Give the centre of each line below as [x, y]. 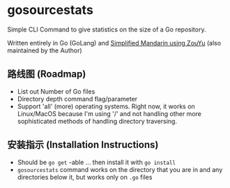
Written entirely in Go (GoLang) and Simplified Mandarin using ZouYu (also [114, 43]
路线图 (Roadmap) [47, 74]
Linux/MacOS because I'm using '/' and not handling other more [109, 113]
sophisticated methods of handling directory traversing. [97, 121]
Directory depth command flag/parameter [77, 99]
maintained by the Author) [45, 50]
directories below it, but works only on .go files [85, 177]
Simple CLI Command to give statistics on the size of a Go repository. [107, 29]
